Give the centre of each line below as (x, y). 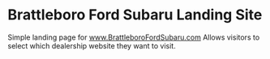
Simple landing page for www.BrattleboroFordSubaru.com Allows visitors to (134, 37)
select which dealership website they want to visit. (92, 45)
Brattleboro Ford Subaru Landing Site (135, 15)
